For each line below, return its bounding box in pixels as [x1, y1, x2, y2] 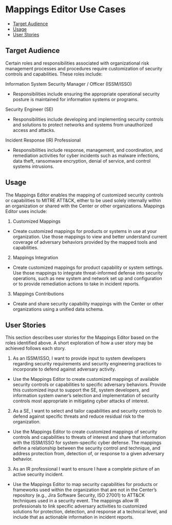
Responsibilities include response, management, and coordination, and [12, 147, 163, 153]
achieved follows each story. [5, 345, 66, 352]
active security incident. [12, 471, 64, 478]
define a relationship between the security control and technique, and [12, 445, 161, 451]
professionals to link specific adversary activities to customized [12, 503, 147, 509]
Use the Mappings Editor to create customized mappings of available [12, 376, 159, 382]
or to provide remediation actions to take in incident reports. [12, 281, 140, 287]
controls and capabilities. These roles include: [5, 71, 103, 77]
